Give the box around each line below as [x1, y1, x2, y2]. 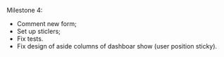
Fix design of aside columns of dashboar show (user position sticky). [16, 42, 218, 50]
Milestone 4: [6, 6, 43, 14]
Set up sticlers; [16, 27, 61, 35]
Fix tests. [16, 34, 44, 43]
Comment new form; [16, 20, 77, 27]
